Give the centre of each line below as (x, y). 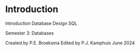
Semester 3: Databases (30, 33)
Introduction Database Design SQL (41, 23)
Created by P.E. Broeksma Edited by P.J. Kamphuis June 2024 (70, 43)
